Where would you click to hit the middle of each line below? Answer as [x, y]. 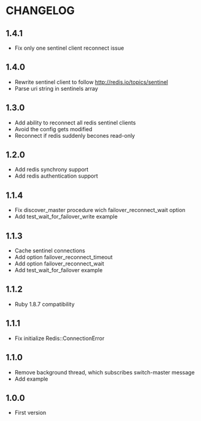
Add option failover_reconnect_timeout [63, 257]
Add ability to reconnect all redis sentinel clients [75, 123]
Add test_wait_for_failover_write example [66, 217]
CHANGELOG [40, 11]
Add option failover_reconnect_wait [59, 264]
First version [30, 413]
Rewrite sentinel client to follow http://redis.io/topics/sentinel [91, 82]
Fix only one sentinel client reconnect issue [69, 48]
